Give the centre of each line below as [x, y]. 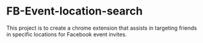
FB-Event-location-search [75, 11]
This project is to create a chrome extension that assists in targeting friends [102, 28]
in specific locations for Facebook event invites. [67, 34]
